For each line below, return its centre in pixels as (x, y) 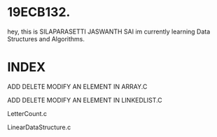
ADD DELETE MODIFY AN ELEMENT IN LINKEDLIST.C (85, 100)
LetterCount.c (27, 113)
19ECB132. (39, 12)
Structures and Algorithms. (46, 38)
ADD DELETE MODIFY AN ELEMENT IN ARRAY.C (77, 86)
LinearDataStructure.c (39, 127)
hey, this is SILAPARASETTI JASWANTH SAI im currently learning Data (109, 31)
